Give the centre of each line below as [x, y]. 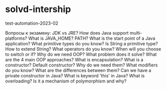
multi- [136, 33]
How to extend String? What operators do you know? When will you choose [83, 49]
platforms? [16, 38]
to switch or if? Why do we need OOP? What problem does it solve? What [81, 54]
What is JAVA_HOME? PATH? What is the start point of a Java [92, 38]
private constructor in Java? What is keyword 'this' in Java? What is [75, 75]
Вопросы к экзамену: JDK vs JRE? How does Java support [67, 33]
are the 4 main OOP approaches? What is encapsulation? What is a [74, 59]
